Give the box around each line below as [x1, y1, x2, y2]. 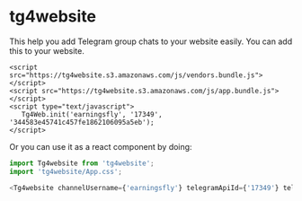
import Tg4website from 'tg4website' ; [9, 159, 155, 168]
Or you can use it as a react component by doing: [9, 141, 192, 152]
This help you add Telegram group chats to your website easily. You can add [9, 36, 293, 47]
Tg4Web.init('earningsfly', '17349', [21, 109, 164, 118]
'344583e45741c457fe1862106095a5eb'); [9, 118, 155, 127]
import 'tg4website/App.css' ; [9, 167, 123, 176]
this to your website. [9, 45, 85, 56]
